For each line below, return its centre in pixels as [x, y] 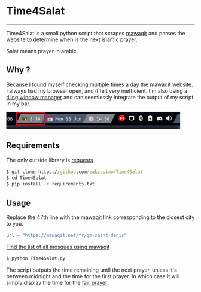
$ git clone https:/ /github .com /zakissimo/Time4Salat [75, 172]
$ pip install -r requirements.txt [51, 184]
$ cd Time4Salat [26, 178]
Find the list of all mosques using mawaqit [58, 247]
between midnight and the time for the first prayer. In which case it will [93, 276]
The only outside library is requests [50, 160]
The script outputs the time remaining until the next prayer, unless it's [92, 270]
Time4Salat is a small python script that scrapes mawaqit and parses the [96, 33]
